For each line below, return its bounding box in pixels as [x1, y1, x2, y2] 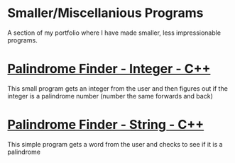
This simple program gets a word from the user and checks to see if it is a [7, 140, 223, 148]
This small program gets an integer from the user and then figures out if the [7, 84, 229, 93]
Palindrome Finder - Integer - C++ [7, 61, 211, 77]
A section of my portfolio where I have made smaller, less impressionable [7, 28, 222, 37]
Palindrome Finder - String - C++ [7, 117, 204, 133]
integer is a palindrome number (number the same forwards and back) [7, 91, 213, 100]
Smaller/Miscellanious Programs [7, 5, 204, 21]
